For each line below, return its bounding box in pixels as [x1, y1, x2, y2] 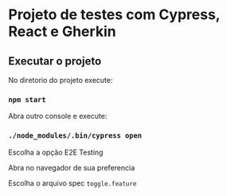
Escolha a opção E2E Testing [8, 147, 104, 157]
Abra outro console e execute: [8, 112, 108, 121]
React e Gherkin [8, 22, 117, 41]
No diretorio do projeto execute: [8, 76, 113, 84]
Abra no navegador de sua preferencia [8, 163, 135, 172]
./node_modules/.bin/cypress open [8, 131, 142, 140]
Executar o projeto [8, 54, 102, 68]
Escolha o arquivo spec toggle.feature [8, 178, 137, 188]
